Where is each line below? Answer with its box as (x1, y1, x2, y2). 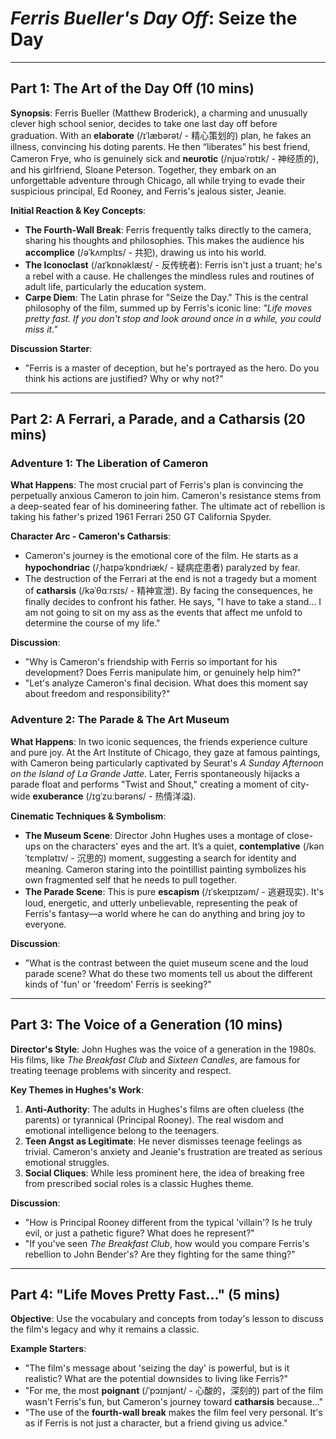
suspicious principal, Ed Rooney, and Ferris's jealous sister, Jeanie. (10, 185, 287, 197)
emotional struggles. (24, 1156, 110, 1168)
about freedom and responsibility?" (24, 688, 171, 700)
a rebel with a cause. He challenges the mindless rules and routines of (24, 270, 315, 282)
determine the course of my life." (24, 617, 161, 629)
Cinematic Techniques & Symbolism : (10, 810, 167, 822)
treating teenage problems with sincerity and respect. (10, 1064, 232, 1076)
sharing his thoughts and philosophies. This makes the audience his (24, 234, 305, 246)
